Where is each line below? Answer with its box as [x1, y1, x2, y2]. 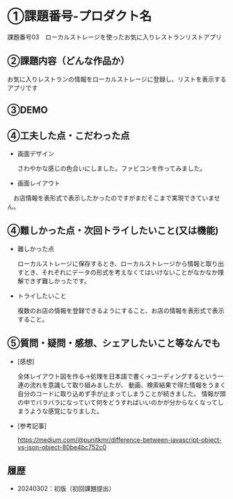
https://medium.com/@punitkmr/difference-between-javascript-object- [17, 435, 223, 444]
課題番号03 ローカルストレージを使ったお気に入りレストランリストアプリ [7, 33, 223, 41]
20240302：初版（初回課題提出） [17, 484, 115, 493]
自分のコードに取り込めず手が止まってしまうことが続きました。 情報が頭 [17, 389, 226, 397]
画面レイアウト [17, 179, 61, 187]
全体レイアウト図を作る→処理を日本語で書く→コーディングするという [17, 372, 218, 380]
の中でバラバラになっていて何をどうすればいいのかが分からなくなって [17, 398, 218, 406]
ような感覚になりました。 [29, 406, 103, 415]
